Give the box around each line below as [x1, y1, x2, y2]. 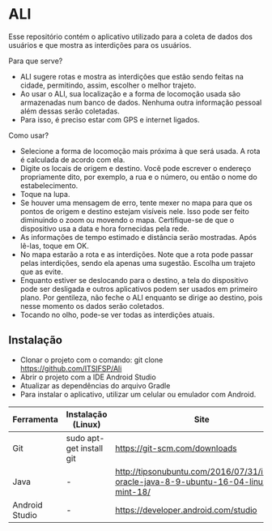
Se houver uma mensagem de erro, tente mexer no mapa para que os [19, 198, 253, 208]
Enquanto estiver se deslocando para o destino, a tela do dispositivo [19, 275, 249, 285]
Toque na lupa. [19, 189, 70, 199]
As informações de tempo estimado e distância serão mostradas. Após [19, 232, 257, 242]
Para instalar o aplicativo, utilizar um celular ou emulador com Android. [19, 389, 257, 399]
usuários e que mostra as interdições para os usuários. [8, 40, 192, 49]
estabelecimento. [19, 180, 79, 191]
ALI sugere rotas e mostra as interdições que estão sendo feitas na [19, 71, 244, 81]
